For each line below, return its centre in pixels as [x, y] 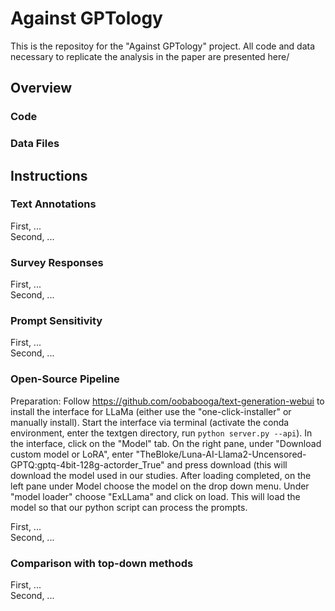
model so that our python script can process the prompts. [129, 507]
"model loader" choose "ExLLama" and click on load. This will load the [155, 496]
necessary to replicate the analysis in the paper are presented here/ [150, 56]
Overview [41, 88]
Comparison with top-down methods [102, 563]
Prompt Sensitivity [56, 321]
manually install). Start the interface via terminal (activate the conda [150, 422]
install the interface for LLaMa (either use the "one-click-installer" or [151, 411]
